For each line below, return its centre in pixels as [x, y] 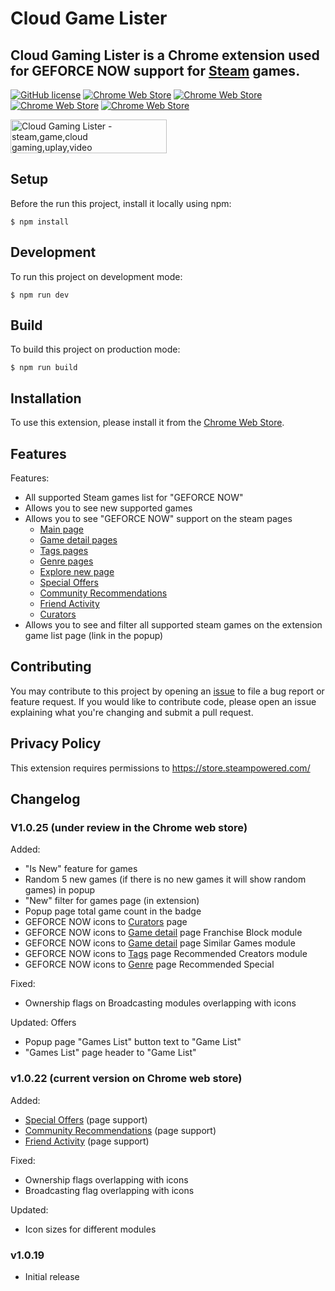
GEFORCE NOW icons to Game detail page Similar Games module [160, 943]
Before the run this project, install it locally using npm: [121, 203]
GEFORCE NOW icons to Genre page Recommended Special [149, 964]
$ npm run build [44, 368]
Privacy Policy [56, 743]
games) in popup [60, 890]
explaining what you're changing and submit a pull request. [132, 712]
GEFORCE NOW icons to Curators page [106, 922]
